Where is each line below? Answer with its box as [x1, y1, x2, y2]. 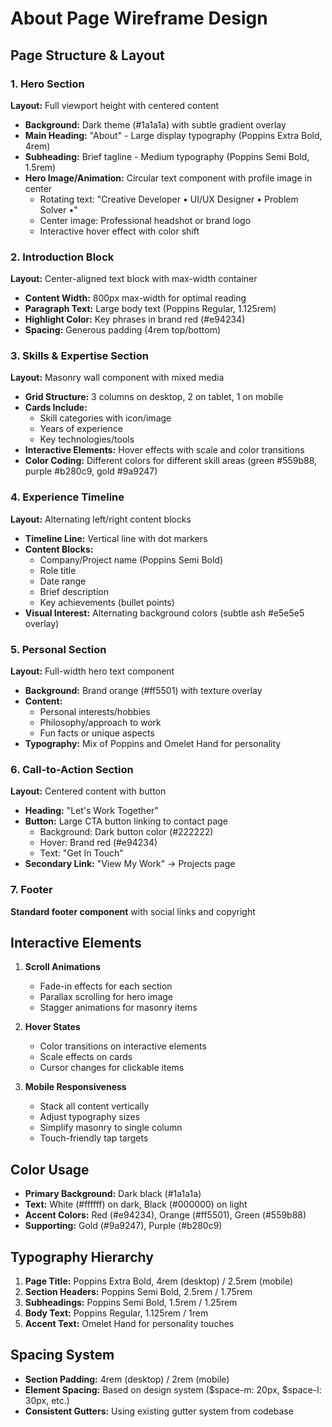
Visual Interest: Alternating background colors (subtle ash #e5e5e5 [24, 607, 305, 619]
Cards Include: [24, 402, 88, 414]
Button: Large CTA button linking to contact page [24, 815, 229, 827]
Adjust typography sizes [39, 1111, 141, 1123]
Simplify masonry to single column [39, 1122, 183, 1134]
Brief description [39, 585, 109, 597]
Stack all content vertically [39, 1100, 150, 1112]
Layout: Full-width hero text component [10, 665, 175, 677]
